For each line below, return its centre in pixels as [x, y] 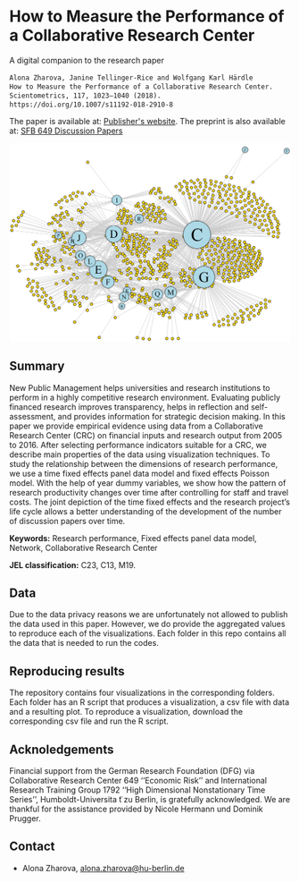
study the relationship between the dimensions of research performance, [144, 463]
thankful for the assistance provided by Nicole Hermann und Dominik [136, 809]
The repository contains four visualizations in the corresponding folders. [142, 693]
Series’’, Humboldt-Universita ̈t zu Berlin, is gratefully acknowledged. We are [150, 800]
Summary [37, 366]
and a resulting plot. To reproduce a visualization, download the [126, 712]
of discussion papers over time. [67, 521]
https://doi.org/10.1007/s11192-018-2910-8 [91, 105]
